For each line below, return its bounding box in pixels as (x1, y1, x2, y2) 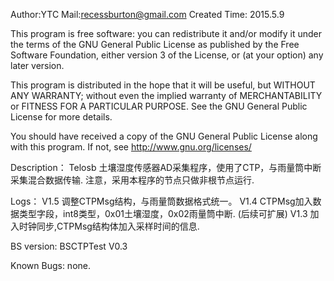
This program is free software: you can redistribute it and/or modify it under (10, 28, 322, 39)
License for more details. (10, 111, 113, 123)
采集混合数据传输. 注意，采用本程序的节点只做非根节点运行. (10, 174, 255, 186)
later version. (10, 60, 65, 71)
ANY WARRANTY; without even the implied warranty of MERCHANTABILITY (10, 90, 323, 101)
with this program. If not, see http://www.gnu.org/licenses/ (10, 141, 252, 153)
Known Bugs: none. (10, 260, 92, 271)
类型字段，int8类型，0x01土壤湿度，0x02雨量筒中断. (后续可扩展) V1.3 (18, 208, 308, 219)
